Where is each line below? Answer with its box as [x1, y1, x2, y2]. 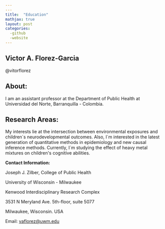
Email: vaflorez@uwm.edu [5, 218, 60, 224]
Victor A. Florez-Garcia [5, 54, 79, 63]
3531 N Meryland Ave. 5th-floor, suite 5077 [5, 199, 95, 205]
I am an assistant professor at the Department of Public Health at [5, 95, 140, 101]
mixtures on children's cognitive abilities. [5, 150, 90, 156]
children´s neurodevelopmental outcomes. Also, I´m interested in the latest [5, 134, 160, 140]
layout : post [5, 21, 33, 27]
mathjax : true [5, 17, 35, 22]
